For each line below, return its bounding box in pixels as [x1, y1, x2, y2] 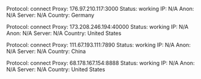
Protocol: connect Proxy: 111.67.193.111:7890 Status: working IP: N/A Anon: [6, 42, 191, 48]
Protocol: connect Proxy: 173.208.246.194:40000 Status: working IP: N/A [6, 24, 189, 30]
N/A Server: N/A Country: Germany [6, 11, 94, 19]
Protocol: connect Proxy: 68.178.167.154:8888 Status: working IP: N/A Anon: [6, 60, 195, 66]
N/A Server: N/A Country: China [6, 48, 86, 55]
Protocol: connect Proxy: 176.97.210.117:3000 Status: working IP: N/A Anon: [6, 5, 194, 12]
